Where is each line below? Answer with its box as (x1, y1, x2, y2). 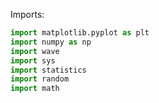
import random (10, 74, 70, 84)
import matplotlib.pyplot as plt (10, 28, 150, 38)
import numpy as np (10, 37, 92, 47)
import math (10, 84, 60, 94)
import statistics (10, 65, 87, 75)
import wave (10, 46, 60, 56)
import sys (10, 55, 56, 66)
